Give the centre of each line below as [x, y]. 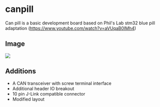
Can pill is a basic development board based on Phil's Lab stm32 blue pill [80, 23]
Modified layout [28, 99]
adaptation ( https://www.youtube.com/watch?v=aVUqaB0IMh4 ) [71, 28]
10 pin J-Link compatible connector [49, 94]
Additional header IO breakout [43, 89]
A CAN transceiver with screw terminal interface [62, 83]
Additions [21, 71]
